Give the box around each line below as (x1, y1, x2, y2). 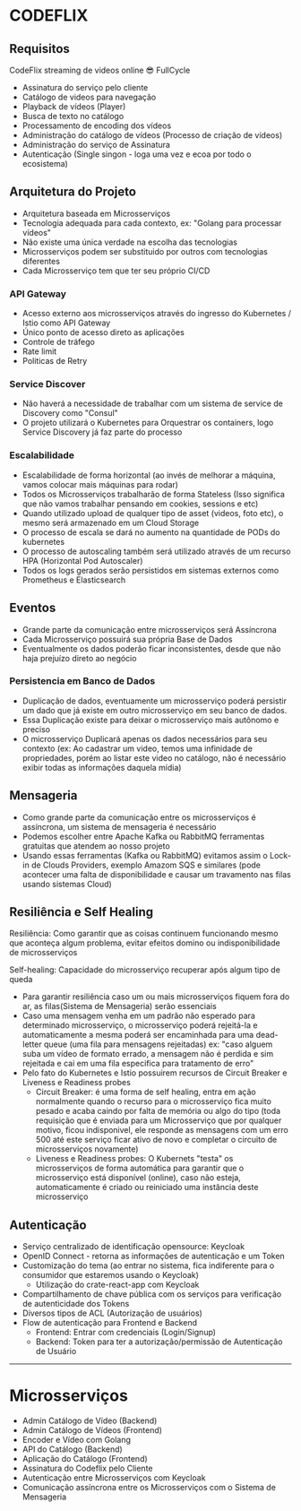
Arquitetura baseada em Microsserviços (21, 208, 171, 219)
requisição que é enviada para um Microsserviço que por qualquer (35, 1115, 282, 1126)
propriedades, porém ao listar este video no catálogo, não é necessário (21, 752, 287, 763)
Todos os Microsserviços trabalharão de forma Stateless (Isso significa (21, 488, 285, 499)
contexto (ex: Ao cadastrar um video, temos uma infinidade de (21, 743, 254, 754)
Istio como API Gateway (21, 317, 111, 328)
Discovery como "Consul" (21, 408, 118, 419)
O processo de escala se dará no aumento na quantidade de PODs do (21, 526, 280, 538)
